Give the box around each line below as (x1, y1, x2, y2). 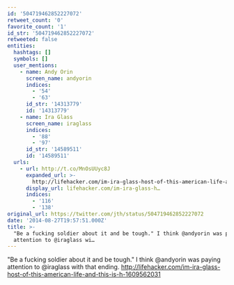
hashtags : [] (13, 49, 52, 56)
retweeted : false (7, 36, 58, 43)
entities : (7, 42, 36, 49)
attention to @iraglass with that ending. (7, 263, 120, 271)
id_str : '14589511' (25, 146, 82, 153)
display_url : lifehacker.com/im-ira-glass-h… (25, 185, 160, 192)
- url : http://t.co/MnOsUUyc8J (19, 165, 111, 172)
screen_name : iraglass (25, 120, 92, 127)
